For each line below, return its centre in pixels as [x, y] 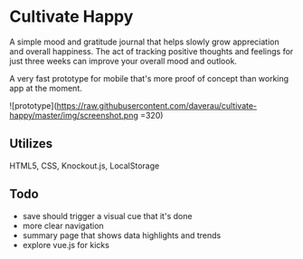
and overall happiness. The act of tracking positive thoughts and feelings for [151, 51]
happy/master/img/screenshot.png [74, 115]
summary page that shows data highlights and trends [122, 235]
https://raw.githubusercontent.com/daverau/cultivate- [157, 105]
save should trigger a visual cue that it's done [107, 216]
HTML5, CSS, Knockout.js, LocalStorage [85, 166]
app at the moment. [46, 88]
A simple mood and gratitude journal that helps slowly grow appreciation [145, 42]
